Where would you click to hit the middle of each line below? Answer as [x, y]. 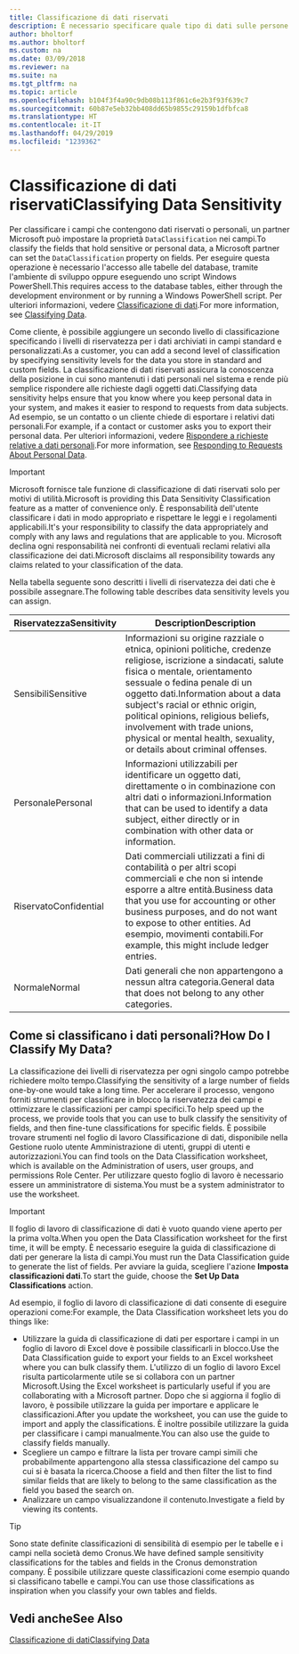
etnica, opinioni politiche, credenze [198, 649]
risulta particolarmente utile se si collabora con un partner [129, 1376]
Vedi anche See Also [66, 1618]
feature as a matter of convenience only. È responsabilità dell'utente [134, 507]
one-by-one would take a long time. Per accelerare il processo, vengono [142, 1090]
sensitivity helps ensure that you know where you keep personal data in [141, 398]
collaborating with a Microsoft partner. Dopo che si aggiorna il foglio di [151, 1395]
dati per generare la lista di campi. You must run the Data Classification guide [149, 1257]
